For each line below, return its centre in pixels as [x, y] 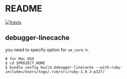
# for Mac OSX [20, 59]
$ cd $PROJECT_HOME [25, 63]
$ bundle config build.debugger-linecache [49, 67]
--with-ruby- [109, 67]
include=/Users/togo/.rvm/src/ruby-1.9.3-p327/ [55, 72]
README [24, 9]
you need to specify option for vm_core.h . [47, 49]
